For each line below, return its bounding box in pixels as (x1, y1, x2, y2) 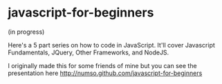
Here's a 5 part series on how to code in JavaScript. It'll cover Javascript (8, 41, 215, 49)
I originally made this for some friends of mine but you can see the (8, 61, 197, 70)
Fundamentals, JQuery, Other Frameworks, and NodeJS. (8, 48, 169, 56)
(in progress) (8, 28, 45, 36)
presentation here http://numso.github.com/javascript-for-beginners (8, 69, 203, 77)
